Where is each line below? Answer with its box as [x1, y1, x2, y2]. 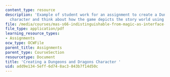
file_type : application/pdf [5, 26, 65, 31]
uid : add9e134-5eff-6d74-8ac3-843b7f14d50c [5, 64, 99, 69]
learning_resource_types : [5, 31, 60, 36]
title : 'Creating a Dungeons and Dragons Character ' [5, 59, 121, 64]
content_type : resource [5, 7, 56, 13]
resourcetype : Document [5, 54, 56, 60]
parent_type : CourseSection [5, 50, 65, 55]
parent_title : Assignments [5, 45, 62, 50]
